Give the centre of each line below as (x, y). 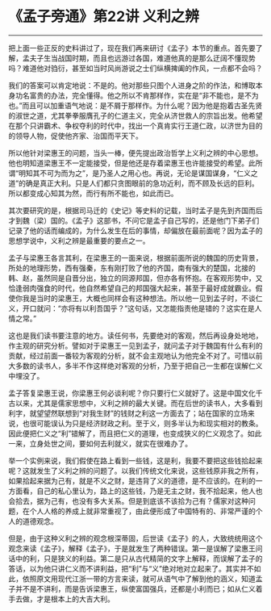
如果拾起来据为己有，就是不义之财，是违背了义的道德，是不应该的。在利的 (132, 480)
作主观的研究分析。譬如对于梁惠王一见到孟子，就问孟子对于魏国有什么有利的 (135, 345)
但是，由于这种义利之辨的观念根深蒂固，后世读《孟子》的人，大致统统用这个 (135, 538)
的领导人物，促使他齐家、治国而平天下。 (75, 136)
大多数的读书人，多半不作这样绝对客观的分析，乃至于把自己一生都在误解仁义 (135, 366)
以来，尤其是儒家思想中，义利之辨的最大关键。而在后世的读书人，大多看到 (139, 403)
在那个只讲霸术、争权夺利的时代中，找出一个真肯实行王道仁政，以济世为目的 (135, 125)
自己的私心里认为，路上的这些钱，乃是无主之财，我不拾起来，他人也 (149, 491)
